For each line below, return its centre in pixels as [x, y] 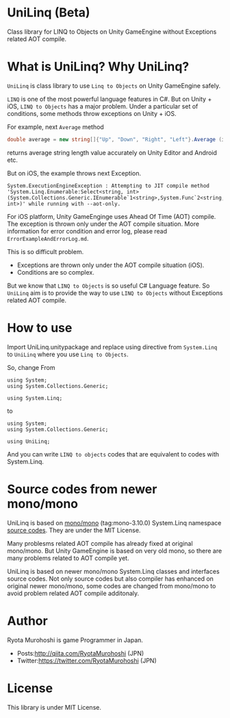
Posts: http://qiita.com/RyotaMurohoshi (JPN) [80, 653]
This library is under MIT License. [54, 707]
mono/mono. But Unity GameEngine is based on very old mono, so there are [115, 551]
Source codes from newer [82, 489]
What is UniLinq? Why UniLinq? [98, 67]
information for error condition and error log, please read [87, 231]
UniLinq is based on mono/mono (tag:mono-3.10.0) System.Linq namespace [114, 522]
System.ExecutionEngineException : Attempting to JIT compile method [108, 186]
